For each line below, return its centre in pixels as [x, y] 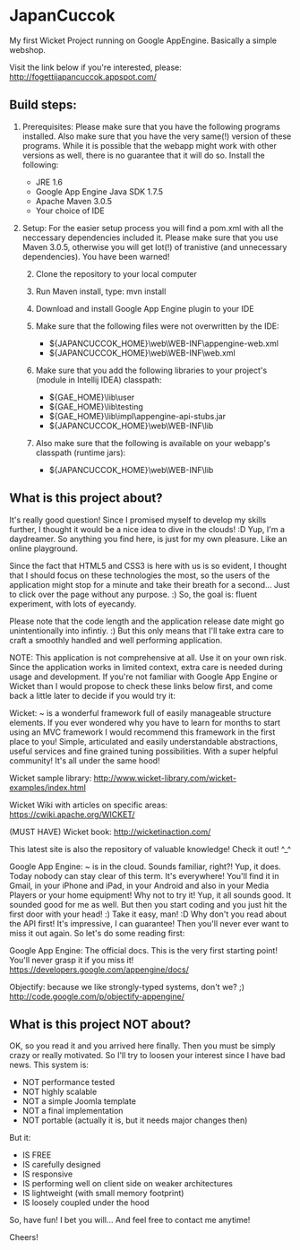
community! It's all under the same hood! [85, 760]
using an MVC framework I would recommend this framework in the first [142, 732]
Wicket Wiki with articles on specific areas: [89, 805]
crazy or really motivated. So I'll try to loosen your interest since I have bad [147, 1056]
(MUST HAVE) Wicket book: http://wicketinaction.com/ [110, 832]
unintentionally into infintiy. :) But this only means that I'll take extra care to [147, 630]
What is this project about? [86, 498]
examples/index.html [48, 787]
